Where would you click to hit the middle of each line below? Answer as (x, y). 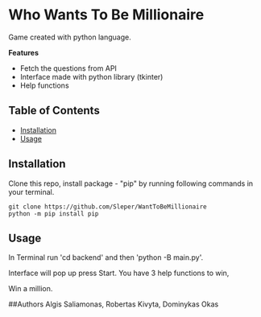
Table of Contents (54, 111)
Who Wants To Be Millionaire (106, 15)
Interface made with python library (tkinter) (91, 76)
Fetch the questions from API (68, 68)
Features (23, 52)
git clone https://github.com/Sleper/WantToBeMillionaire (108, 207)
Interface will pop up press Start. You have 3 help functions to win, (119, 273)
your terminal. (31, 191)
